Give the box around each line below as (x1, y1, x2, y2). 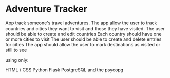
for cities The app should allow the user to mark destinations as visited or (5, 41, 161, 47)
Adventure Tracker (5, 3, 87, 15)
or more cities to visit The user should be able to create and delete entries (5, 36, 162, 42)
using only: (5, 57, 29, 63)
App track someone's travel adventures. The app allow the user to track (5, 20, 157, 26)
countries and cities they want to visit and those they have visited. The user (5, 25, 165, 31)
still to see (5, 47, 27, 53)
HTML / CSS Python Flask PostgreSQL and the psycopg (5, 67, 124, 73)
